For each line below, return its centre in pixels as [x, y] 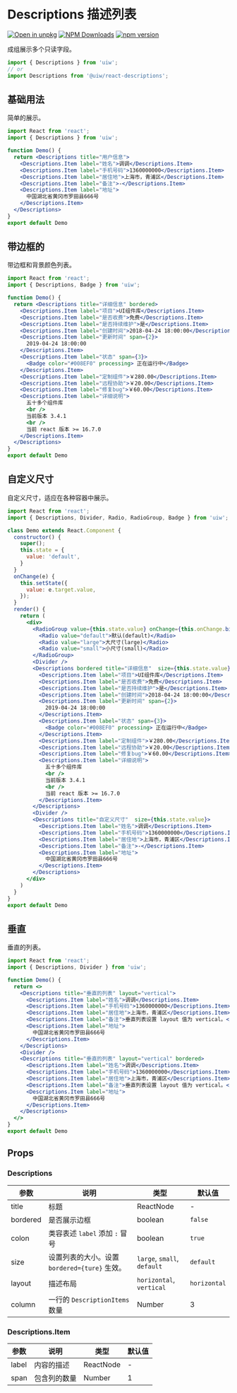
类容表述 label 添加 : [83, 1233]
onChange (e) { [34, 576]
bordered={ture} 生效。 [87, 1268]
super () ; [33, 544]
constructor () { [37, 537]
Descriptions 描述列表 [72, 14]
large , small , [158, 1258]
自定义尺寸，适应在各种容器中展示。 [60, 497]
